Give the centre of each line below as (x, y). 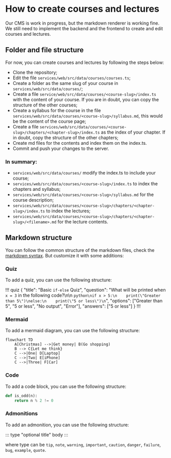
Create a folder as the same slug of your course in (65, 83)
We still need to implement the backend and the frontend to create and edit (84, 28)
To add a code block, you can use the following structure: (66, 386)
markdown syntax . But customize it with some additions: (65, 255)
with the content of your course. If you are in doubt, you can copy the (86, 99)
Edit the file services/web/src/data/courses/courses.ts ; (72, 78)
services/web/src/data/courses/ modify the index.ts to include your (84, 173)
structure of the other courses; (45, 105)
